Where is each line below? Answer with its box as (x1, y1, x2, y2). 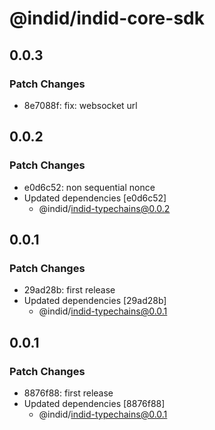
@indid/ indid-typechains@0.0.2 (38, 202, 171, 214)
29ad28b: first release (23, 284, 116, 296)
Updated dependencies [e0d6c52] (23, 192, 167, 204)
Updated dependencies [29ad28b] (23, 295, 167, 307)
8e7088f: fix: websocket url (23, 99, 138, 111)
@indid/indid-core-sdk (9, 7, 205, 30)
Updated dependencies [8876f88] (23, 397, 166, 409)
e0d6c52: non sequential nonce (23, 181, 156, 193)
